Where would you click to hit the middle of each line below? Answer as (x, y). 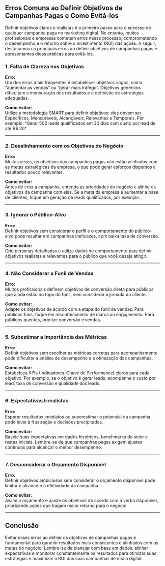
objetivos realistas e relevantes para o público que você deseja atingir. (76, 256)
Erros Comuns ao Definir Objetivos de (64, 8)
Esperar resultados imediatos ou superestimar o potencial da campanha (78, 417)
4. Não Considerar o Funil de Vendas (49, 273)
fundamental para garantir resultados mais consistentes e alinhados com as (82, 542)
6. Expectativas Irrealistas (37, 401)
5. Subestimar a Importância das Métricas (56, 337)
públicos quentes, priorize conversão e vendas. (53, 320)
